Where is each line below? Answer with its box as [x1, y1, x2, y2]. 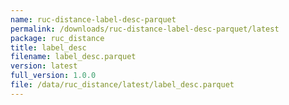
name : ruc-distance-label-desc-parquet [10, 14, 177, 25]
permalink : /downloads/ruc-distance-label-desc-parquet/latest [10, 24, 280, 34]
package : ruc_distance [10, 33, 105, 43]
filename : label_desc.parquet [10, 52, 137, 62]
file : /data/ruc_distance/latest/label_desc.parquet [10, 80, 235, 90]
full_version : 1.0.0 [10, 71, 97, 81]
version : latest [10, 61, 78, 71]
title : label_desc [10, 42, 87, 53]
